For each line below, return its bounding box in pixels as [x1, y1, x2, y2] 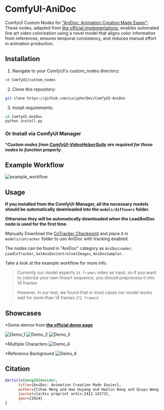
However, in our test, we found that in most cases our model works [17, 290, 153, 296]
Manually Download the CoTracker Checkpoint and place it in [5, 231, 129, 237]
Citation [5, 365, 30, 373]
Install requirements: [12, 105, 54, 110]
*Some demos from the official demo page [5, 322, 93, 328]
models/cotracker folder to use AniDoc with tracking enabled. [5, 236, 129, 242]
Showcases [5, 309, 42, 317]
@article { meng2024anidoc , [5, 378, 58, 383]
